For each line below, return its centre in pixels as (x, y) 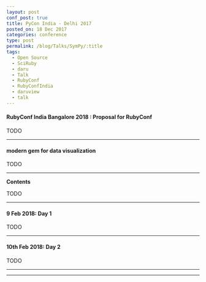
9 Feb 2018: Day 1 (29, 213)
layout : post (23, 12)
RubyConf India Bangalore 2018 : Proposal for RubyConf (79, 117)
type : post (20, 40)
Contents (18, 182)
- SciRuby (24, 63)
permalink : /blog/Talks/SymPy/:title (55, 47)
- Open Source (30, 58)
